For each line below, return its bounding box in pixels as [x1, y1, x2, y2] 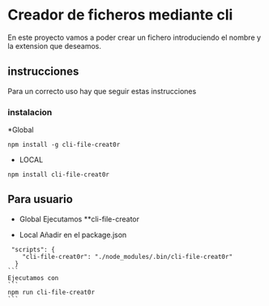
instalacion [7, 106, 53, 118]
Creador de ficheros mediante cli [7, 6, 233, 24]
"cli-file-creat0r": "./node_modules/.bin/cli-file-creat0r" [22, 252, 233, 261]
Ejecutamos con [7, 274, 59, 282]
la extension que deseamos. [7, 41, 102, 50]
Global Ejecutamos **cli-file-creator [19, 213, 139, 224]
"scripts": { [11, 245, 56, 253]
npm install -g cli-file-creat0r [7, 140, 121, 149]
